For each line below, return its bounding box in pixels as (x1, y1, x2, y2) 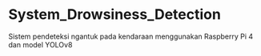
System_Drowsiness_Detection (8, 6, 222, 24)
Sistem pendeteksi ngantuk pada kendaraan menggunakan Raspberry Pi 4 (8, 32, 254, 41)
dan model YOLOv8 (8, 39, 73, 49)
